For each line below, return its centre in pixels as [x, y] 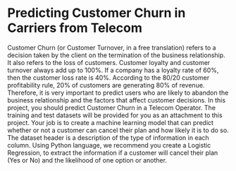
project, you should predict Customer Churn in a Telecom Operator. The [112, 107]
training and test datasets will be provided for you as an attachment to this [115, 115]
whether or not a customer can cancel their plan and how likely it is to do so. [118, 130]
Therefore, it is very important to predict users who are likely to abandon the [118, 93]
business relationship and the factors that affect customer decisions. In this [117, 100]
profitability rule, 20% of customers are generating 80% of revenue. [106, 85]
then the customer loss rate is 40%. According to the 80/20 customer [108, 77]
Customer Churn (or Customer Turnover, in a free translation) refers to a [112, 47]
